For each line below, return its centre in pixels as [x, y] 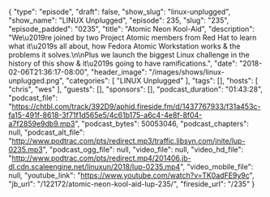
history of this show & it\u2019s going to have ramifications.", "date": [123, 63]
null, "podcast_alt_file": [47, 132]
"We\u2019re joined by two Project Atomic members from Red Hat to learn [133, 37]
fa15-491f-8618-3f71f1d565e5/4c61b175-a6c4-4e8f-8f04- [105, 115]
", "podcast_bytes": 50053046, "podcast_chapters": [161, 124]
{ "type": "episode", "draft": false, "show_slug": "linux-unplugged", [120, 12]
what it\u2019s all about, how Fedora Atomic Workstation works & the [124, 46]
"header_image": [119, 72]
